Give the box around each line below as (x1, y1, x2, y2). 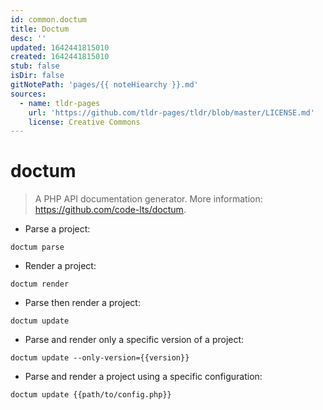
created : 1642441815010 (10, 52, 110, 62)
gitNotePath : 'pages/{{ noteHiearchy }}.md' (10, 80, 199, 90)
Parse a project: (24, 223, 91, 235)
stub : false (10, 61, 60, 71)
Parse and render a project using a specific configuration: (24, 371, 263, 383)
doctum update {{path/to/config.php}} (10, 390, 172, 400)
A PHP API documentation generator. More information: (34, 193, 263, 205)
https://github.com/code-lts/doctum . (34, 204, 187, 216)
